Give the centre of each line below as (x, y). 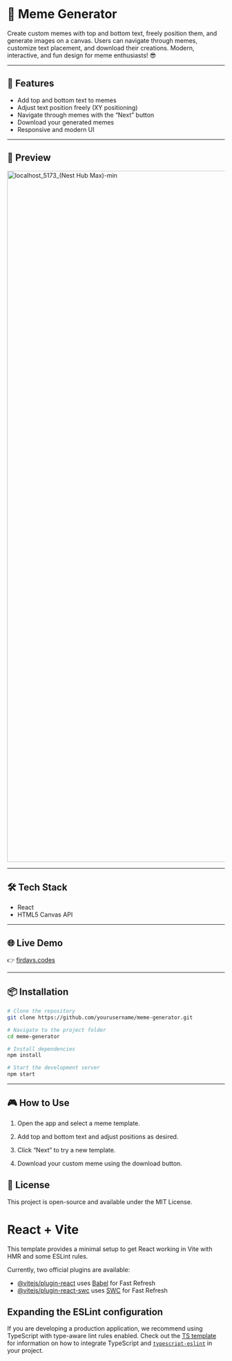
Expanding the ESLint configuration (85, 1312)
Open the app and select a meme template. (78, 1123)
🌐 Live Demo (35, 943)
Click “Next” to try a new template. (66, 1149)
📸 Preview (29, 158)
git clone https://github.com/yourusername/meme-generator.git (100, 1017)
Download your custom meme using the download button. (100, 1163)
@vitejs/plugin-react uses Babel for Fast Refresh (86, 1283)
